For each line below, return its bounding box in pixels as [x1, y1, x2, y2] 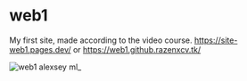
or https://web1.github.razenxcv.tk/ [72, 44, 202, 54]
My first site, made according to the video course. [9, 35, 193, 45]
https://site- [194, 35, 238, 45]
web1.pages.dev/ [9, 44, 71, 54]
